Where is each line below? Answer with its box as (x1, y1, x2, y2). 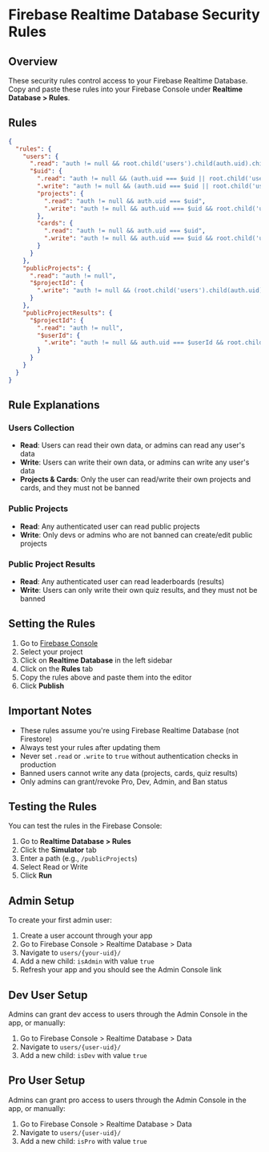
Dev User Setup (8, 988, 88, 1002)
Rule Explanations (8, 399, 100, 412)
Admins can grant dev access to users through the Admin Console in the (8, 1009, 248, 1020)
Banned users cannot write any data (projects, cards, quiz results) (19, 768, 239, 777)
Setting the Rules (8, 617, 96, 631)
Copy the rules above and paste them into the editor (19, 672, 192, 682)
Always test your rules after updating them (19, 742, 161, 752)
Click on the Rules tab (19, 663, 94, 673)
